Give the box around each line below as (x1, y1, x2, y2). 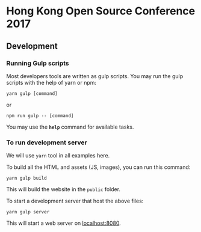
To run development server (6, 138, 87, 147)
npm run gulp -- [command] (6, 112, 74, 118)
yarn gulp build (6, 176, 47, 182)
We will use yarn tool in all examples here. (6, 152, 110, 159)
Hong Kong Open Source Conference (6, 4, 196, 18)
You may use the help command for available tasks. (6, 123, 134, 130)
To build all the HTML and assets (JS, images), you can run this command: (6, 163, 191, 171)
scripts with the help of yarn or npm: (6, 79, 97, 86)
